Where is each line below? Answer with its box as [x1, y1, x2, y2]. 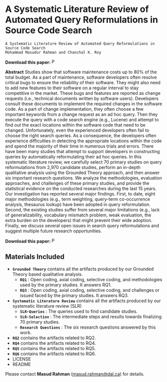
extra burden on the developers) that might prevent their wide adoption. [5, 217, 153, 223]
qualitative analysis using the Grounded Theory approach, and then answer [5, 170, 160, 176]
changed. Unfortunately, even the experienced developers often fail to [5, 127, 150, 133]
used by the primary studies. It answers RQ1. [19, 282, 112, 288]
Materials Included [5, 253, 65, 261]
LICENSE [12, 356, 31, 362]
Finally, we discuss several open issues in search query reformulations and [5, 222, 160, 228]
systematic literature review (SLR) [12, 303, 82, 309]
